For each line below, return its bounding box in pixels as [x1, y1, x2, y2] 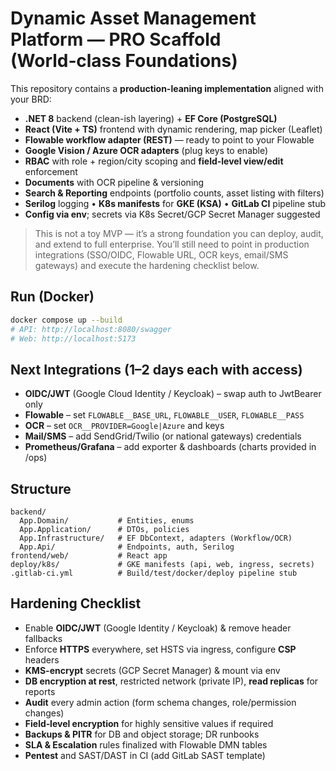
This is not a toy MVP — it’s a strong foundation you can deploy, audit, [34, 227, 324, 239]
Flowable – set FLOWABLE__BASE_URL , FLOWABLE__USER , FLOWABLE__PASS [24, 409, 305, 421]
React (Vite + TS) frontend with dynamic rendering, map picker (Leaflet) [24, 123, 323, 135]
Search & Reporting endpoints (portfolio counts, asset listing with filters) [24, 187, 325, 199]
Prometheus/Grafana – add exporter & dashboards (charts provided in [24, 441, 317, 453]
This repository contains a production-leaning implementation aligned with [10, 82, 324, 94]
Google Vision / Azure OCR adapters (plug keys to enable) [24, 144, 269, 156]
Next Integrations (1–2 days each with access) [10, 361, 303, 378]
